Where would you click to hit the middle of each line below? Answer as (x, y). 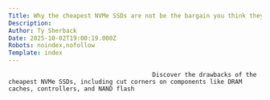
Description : (30, 23)
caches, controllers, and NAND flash (72, 89)
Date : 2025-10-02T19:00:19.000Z (62, 38)
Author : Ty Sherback (43, 30)
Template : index (35, 53)
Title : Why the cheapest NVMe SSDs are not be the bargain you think (127, 16)
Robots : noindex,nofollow (51, 46)
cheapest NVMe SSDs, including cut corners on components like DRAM (125, 82)
